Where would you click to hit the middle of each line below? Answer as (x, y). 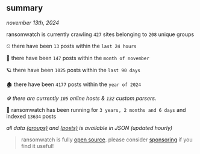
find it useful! (37, 146)
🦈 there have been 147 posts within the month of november (78, 58)
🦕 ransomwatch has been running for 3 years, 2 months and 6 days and (96, 109)
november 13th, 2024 (33, 22)
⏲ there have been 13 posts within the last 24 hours (71, 46)
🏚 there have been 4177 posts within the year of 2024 (74, 84)
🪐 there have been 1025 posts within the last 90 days (73, 70)
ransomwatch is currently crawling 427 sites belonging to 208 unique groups (100, 34)
